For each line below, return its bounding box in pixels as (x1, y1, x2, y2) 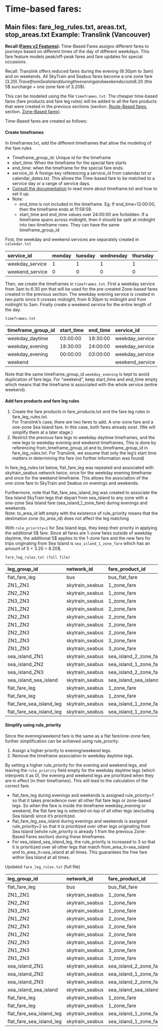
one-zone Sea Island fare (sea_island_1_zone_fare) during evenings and (5, 500, 148, 506)
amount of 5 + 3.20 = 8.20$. (5, 546, 62, 552)
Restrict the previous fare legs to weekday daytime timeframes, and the (12, 435, 155, 441)
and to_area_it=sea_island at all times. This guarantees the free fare (12, 849, 147, 855)
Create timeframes (5, 129, 44, 135)
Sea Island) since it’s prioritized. (12, 813, 76, 819)
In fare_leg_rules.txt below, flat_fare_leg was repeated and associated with (5, 465, 154, 471)
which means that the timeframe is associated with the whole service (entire (5, 382, 158, 387)
